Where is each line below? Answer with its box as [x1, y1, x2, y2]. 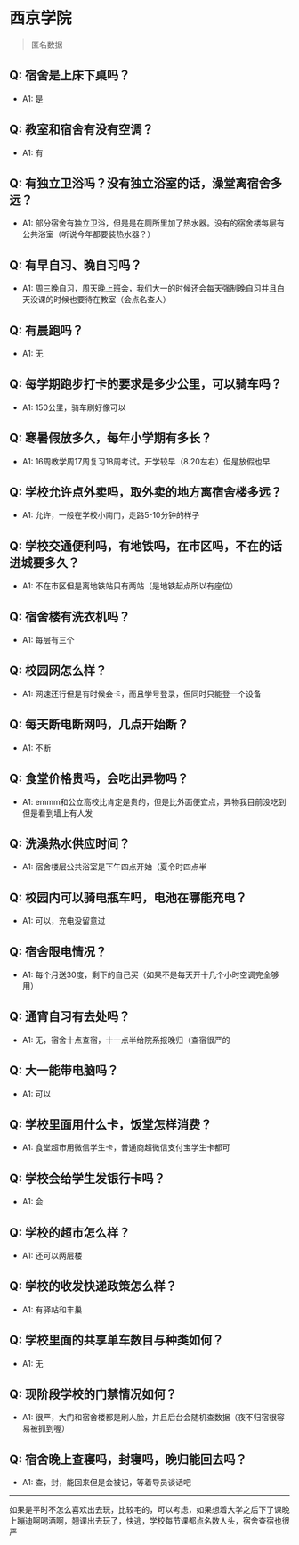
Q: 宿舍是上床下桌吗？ [9, 68, 131, 83]
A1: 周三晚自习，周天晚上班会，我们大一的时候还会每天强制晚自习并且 [21, 283, 278, 294]
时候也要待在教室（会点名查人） [53, 294, 171, 305]
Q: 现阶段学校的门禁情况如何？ [9, 1387, 178, 1402]
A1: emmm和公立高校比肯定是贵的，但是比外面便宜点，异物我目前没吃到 [21, 796, 287, 807]
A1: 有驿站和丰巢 [21, 1303, 83, 1315]
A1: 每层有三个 [21, 635, 75, 645]
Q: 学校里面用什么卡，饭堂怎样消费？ [9, 1116, 213, 1132]
